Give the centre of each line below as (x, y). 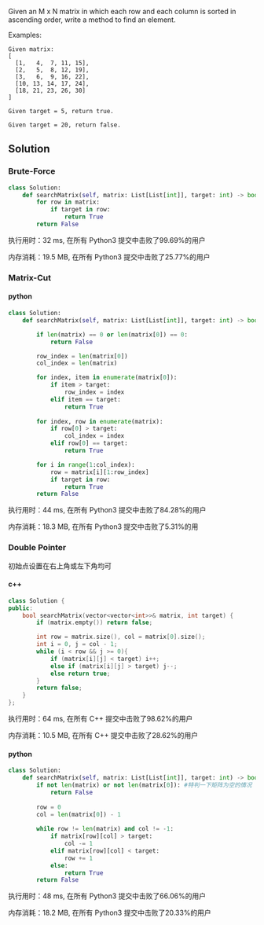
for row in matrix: (68, 202)
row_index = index (94, 392)
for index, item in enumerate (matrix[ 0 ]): (107, 378)
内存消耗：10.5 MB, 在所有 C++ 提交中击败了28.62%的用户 (103, 736)
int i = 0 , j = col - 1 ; (77, 644)
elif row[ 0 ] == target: (89, 443)
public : (21, 608)
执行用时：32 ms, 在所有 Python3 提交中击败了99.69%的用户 (107, 240)
